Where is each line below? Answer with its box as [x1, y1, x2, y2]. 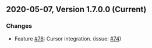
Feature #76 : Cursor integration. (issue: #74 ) [14, 35, 122, 42]
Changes [6, 22, 33, 30]
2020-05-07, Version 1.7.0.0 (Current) [6, 5, 147, 14]
